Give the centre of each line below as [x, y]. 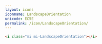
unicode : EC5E [20, 19]
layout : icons [20, 10]
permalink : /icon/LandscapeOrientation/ [47, 23]
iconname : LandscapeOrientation [38, 14]
